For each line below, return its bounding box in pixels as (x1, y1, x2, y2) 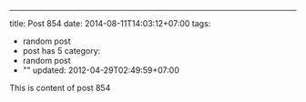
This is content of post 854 (9, 83, 111, 93)
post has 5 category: (22, 46, 101, 56)
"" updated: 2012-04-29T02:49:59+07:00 (22, 65, 179, 76)
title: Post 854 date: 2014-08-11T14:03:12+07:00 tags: (9, 18, 211, 28)
